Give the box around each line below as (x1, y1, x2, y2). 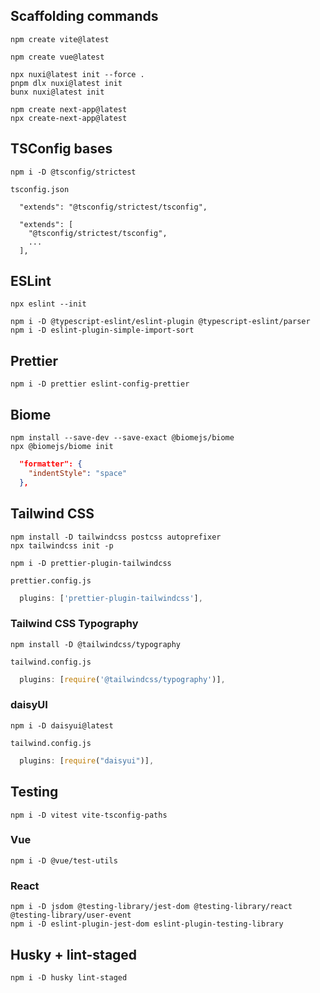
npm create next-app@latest (10, 104, 128, 114)
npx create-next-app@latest (10, 113, 128, 123)
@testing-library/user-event (10, 910, 132, 921)
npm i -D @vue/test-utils (10, 855, 118, 866)
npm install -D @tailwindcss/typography (10, 639, 182, 649)
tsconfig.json (10, 184, 70, 194)
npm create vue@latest (10, 52, 105, 62)
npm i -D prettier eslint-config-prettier (10, 379, 190, 389)
